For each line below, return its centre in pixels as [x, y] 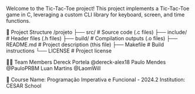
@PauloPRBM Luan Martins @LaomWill [53, 68]
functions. [18, 21]
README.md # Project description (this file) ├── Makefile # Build [85, 44]
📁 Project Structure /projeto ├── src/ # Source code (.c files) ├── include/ [97, 32]
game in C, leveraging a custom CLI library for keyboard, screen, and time [95, 15]
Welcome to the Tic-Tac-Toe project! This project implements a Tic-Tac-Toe [98, 8]
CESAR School [24, 86]
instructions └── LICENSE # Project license [59, 51]
